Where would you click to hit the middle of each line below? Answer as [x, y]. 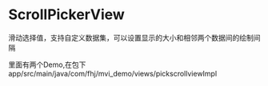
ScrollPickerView [67, 15]
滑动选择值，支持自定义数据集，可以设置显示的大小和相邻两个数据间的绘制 [131, 37]
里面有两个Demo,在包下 [47, 64]
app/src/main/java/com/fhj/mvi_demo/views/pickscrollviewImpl [113, 73]
